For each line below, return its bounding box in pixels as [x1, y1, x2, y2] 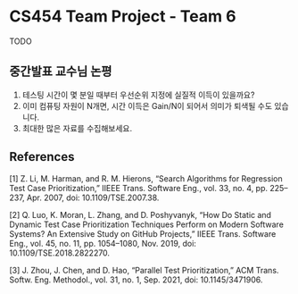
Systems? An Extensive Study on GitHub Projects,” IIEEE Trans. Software [9, 228, 277, 239]
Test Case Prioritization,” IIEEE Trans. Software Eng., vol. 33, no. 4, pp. [9, 182, 269, 193]
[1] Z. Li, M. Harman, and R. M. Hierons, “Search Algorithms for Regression [9, 172, 283, 184]
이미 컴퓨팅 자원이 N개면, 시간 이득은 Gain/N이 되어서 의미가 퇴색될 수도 [21, 100, 273, 111]
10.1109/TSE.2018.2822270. [9, 248, 110, 258]
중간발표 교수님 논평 [9, 64, 112, 80]
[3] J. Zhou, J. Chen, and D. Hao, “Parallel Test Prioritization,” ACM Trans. [9, 265, 279, 275]
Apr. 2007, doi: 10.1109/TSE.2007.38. [26, 192, 160, 203]
